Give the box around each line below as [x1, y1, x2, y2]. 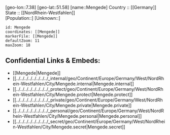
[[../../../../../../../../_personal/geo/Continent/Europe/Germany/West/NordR [12, 108, 164, 114]
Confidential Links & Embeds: [5, 56, 100, 65]
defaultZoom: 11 [5, 38, 40, 43]
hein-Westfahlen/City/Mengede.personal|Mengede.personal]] [12, 113, 142, 119]
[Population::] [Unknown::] [5, 15, 61, 21]
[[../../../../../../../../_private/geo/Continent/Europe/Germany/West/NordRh [12, 96, 163, 103]
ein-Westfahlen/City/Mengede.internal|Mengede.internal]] [12, 81, 134, 87]
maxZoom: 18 [5, 43, 30, 48]
